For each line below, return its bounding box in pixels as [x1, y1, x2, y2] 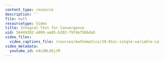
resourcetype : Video [5, 21, 48, 26]
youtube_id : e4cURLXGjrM [9, 48, 60, 53]
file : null [5, 16, 27, 21]
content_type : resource [5, 7, 54, 12]
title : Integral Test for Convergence [5, 26, 84, 30]
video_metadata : [5, 44, 38, 49]
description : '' [5, 12, 38, 17]
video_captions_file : [9, 39, 54, 44]
